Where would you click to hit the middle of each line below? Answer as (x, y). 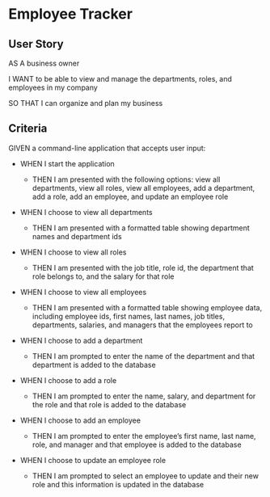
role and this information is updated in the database (118, 484)
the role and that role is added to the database (109, 404)
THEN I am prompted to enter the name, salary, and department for (144, 396)
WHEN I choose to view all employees (83, 292)
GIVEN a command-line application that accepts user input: (107, 148)
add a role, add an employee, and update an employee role (130, 196)
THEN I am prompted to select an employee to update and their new (145, 476)
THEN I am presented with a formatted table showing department (141, 228)
